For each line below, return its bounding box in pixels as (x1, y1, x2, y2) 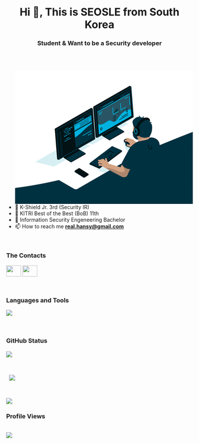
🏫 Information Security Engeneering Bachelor (14, 216, 126, 223)
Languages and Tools (6, 296, 69, 304)
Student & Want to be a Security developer (37, 39, 162, 47)
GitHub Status (6, 337, 47, 344)
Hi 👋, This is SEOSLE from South (20, 5, 179, 19)
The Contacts (6, 251, 46, 260)
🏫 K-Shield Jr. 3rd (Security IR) (14, 204, 90, 211)
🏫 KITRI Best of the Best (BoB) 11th (14, 210, 99, 217)
